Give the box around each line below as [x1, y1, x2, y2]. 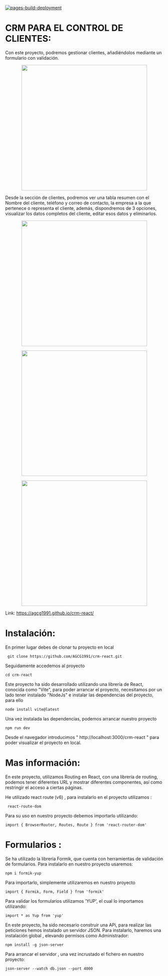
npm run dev [5, 725, 30, 730]
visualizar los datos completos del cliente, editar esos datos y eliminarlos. [5, 210, 157, 216]
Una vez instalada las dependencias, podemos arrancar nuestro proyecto [5, 715, 157, 721]
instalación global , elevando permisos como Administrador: [5, 932, 129, 938]
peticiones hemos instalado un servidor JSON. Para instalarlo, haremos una [5, 927, 161, 933]
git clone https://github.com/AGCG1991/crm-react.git [7, 654, 122, 659]
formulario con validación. [5, 55, 59, 61]
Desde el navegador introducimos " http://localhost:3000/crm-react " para [5, 734, 159, 740]
